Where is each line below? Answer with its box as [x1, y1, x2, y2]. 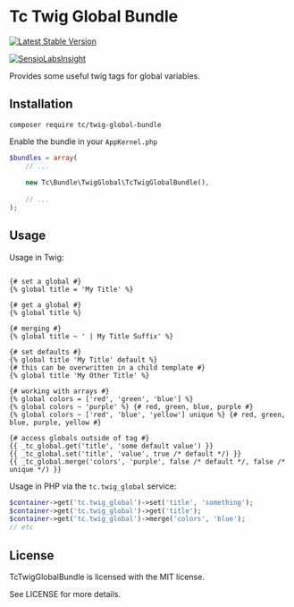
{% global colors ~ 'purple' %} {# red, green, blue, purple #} [9, 402, 254, 411]
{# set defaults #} [9, 347, 82, 356]
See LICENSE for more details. [9, 589, 122, 599]
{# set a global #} [9, 277, 82, 286]
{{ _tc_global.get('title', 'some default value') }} [9, 441, 214, 450]
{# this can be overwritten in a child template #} [9, 363, 206, 372]
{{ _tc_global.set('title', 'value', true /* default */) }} [9, 449, 242, 458]
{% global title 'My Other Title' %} [9, 371, 150, 380]
